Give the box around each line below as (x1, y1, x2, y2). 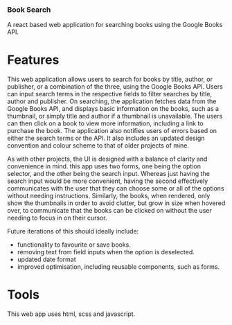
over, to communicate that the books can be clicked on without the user (7, 207, 213, 215)
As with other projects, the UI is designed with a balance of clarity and (7, 155, 208, 164)
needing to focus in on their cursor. (7, 213, 107, 222)
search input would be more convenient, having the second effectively (7, 177, 208, 185)
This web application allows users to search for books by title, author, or (7, 75, 213, 84)
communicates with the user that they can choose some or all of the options (7, 184, 224, 193)
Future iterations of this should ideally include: (7, 227, 139, 236)
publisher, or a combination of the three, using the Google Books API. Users (7, 82, 223, 91)
